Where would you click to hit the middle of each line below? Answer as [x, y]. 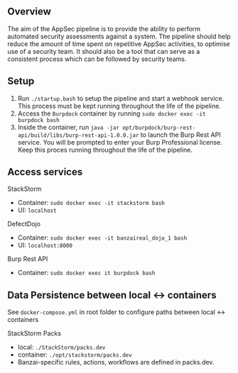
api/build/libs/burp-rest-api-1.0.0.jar [78, 135]
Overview [29, 12]
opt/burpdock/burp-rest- [159, 128]
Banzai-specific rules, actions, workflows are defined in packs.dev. [116, 362]
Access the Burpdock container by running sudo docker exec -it [112, 113]
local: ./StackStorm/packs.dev [61, 347]
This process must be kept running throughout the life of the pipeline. [119, 106]
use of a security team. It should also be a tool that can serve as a [104, 51]
